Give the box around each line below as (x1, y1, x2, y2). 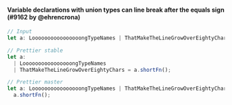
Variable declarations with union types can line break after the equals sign (7, 6, 224, 14)
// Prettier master (7, 79, 64, 86)
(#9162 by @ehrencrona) (7, 12, 81, 21)
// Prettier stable (7, 47, 64, 54)
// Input (7, 28, 32, 35)
